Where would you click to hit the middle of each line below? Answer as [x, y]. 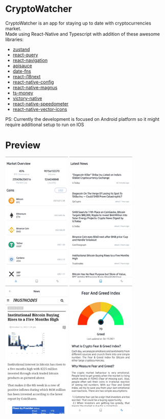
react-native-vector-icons [40, 109]
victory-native [27, 98]
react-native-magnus [35, 87]
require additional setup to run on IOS [45, 124]
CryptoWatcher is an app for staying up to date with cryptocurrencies [78, 23]
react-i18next [27, 76]
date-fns [22, 71]
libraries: [15, 39]
